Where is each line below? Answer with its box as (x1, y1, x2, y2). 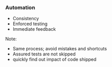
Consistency (12, 16, 39, 22)
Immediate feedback (12, 26, 56, 32)
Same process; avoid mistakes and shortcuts (12, 46, 107, 52)
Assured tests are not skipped (12, 51, 76, 57)
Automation (5, 4, 36, 11)
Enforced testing (12, 21, 48, 27)
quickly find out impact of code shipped (12, 56, 97, 62)
